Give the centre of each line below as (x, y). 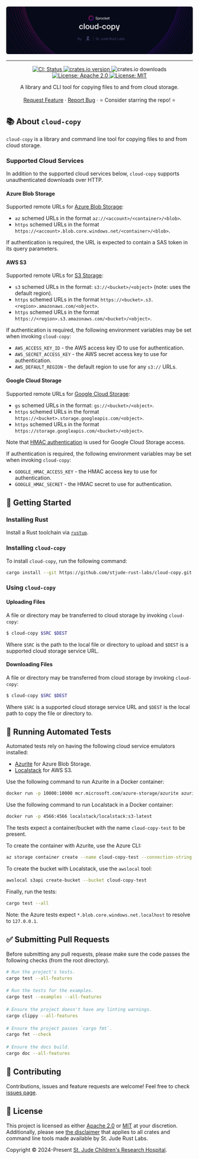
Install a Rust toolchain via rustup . (47, 533)
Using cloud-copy (31, 588)
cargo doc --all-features (38, 1053)
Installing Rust (27, 519)
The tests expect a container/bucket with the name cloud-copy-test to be (96, 828)
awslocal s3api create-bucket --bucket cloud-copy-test (76, 880)
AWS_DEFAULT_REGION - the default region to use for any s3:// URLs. (96, 367)
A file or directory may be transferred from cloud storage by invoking (90, 678)
